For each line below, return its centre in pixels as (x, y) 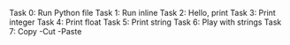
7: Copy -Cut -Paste (46, 31)
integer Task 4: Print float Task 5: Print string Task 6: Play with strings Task (145, 22)
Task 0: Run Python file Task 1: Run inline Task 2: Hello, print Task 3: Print (142, 13)
